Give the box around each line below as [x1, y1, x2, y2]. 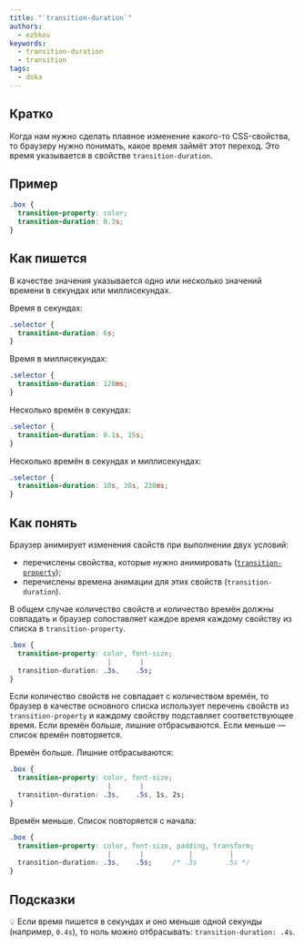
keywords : [9, 38, 47, 48]
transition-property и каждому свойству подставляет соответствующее [9, 710, 294, 721]
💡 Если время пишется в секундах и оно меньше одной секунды [9, 916, 262, 927]
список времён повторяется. [9, 729, 123, 740]
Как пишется [9, 251, 87, 267]
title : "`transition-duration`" [9, 13, 132, 23]
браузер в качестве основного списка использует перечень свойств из [9, 700, 289, 711]
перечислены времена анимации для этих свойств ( [22, 576, 228, 587]
